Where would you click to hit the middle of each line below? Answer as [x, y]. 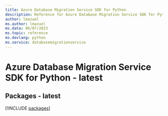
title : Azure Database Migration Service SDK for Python [66, 10]
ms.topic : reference [27, 33]
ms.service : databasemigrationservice [45, 42]
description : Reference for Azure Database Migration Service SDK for [80, 14]
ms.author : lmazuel [25, 24]
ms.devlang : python [25, 38]
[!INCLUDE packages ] [28, 108]
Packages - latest [33, 96]
